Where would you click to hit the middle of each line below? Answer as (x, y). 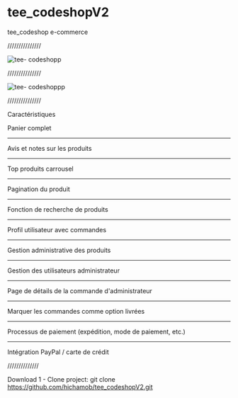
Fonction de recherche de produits (58, 209)
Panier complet (29, 127)
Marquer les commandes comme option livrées (76, 311)
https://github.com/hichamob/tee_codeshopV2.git (80, 387)
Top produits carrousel (41, 169)
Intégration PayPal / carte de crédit (58, 352)
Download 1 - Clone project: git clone (61, 379)
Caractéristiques (32, 114)
